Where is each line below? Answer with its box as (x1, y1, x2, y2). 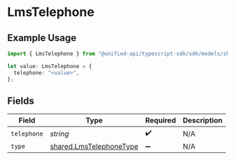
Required (145, 115, 176, 125)
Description (183, 115, 222, 125)
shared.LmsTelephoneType (50, 142, 138, 152)
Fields (7, 95, 35, 106)
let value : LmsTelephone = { (7, 63, 92, 70)
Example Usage (7, 32, 77, 44)
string (50, 129, 69, 138)
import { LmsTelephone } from (7, 50, 96, 57)
